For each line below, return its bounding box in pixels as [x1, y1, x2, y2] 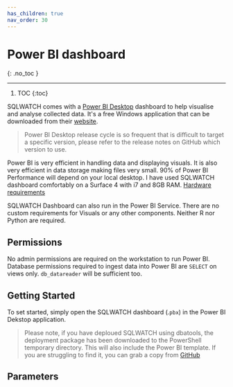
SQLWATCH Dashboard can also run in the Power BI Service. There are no [7, 201, 220, 210]
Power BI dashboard [7, 46, 126, 62]
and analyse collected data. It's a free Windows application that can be [7, 110, 210, 118]
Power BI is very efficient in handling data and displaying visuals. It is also [7, 159, 218, 167]
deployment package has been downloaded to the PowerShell [24, 336, 202, 345]
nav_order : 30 [7, 17, 49, 24]
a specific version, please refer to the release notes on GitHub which [24, 138, 221, 146]
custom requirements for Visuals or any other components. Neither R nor [7, 209, 215, 217]
